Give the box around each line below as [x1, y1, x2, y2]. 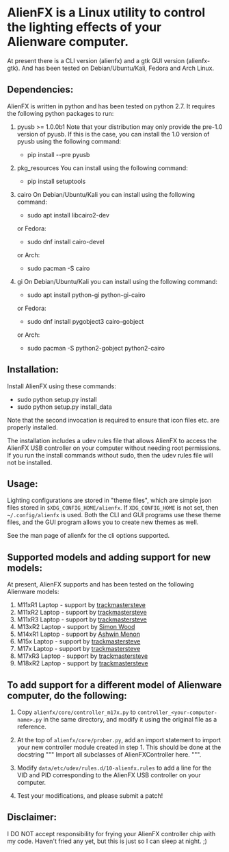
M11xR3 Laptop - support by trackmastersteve [16, 615, 147, 624]
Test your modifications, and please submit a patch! [16, 792, 163, 800]
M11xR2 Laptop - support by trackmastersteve [16, 608, 147, 617]
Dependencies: [7, 84, 74, 95]
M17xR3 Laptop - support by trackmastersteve [16, 652, 148, 660]
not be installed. [7, 458, 53, 466]
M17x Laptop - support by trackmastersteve [16, 645, 141, 653]
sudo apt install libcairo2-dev [27, 211, 109, 219]
